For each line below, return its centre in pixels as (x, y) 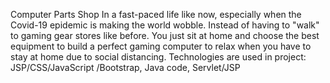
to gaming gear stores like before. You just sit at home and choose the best (165, 35)
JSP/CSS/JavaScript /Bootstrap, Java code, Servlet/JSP (125, 67)
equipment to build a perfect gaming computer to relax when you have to (161, 46)
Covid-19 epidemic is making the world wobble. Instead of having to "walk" (165, 25)
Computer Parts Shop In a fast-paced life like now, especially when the (156, 14)
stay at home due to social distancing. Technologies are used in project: (158, 57)
